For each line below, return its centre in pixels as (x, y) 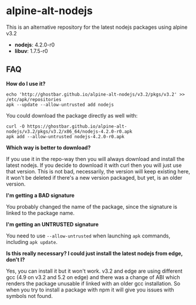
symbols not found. (29, 296)
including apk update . (32, 242)
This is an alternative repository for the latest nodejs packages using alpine (97, 27)
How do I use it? (26, 83)
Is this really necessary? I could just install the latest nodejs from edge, (94, 253)
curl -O (16, 126)
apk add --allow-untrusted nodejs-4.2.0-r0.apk (65, 136)
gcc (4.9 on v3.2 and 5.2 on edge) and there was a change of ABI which (93, 277)
